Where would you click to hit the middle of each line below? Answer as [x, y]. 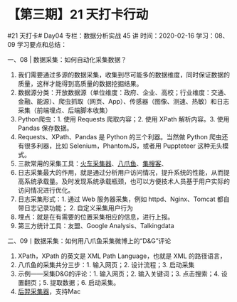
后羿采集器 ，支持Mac [49, 291]
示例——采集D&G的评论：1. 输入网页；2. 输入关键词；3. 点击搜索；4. [118, 274]
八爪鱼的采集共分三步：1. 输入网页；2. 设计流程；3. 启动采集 [106, 264]
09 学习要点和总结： [37, 44]
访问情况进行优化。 [46, 190]
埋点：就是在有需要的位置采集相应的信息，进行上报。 [96, 217]
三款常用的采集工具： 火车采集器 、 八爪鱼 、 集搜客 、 [93, 163]
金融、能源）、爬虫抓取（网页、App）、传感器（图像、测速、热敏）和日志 [123, 101]
